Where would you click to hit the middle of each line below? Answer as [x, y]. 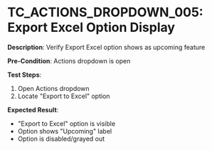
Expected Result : [33, 109]
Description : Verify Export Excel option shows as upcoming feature [106, 47]
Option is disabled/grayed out [61, 139]
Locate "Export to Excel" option [64, 96]
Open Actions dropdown [54, 88]
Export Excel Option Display [91, 27]
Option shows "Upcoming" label [65, 131]
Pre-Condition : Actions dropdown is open [69, 60]
